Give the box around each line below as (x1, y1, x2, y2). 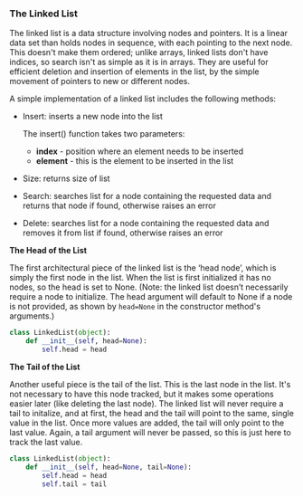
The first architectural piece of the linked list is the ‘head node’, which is (9, 262, 277, 273)
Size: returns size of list (22, 173, 110, 184)
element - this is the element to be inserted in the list (35, 156, 234, 167)
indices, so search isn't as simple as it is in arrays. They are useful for (9, 57, 269, 68)
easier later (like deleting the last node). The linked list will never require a (9, 397, 284, 409)
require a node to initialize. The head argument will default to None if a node (9, 291, 293, 302)
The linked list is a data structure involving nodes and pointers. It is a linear (9, 28, 288, 39)
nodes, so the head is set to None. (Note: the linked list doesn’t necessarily (9, 281, 289, 292)
